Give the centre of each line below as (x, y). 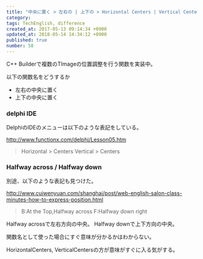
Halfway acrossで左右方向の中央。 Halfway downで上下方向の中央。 (92, 224)
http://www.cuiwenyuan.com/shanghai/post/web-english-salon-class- (95, 193)
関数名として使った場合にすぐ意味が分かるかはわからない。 (81, 237)
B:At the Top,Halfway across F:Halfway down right (84, 212)
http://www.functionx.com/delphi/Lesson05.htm (66, 140)
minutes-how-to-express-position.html (55, 200)
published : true (27, 40)
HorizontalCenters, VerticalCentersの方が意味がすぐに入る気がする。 (92, 250)
